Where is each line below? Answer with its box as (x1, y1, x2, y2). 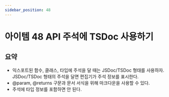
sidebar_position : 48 (5, 7, 51, 13)
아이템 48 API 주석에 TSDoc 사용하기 (5, 31, 154, 42)
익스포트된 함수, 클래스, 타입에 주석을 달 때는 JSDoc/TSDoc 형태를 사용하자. (12, 67, 164, 73)
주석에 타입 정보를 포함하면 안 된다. (12, 86, 82, 92)
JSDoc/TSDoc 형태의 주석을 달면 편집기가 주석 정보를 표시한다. (12, 73, 139, 79)
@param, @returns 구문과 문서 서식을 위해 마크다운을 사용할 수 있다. (12, 80, 150, 86)
